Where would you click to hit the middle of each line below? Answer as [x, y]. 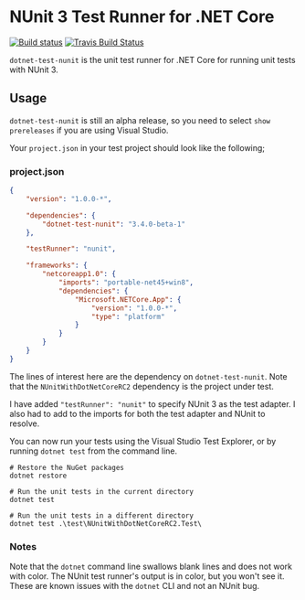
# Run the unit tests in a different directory [102, 515]
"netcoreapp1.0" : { [79, 274]
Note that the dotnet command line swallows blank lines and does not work [151, 567]
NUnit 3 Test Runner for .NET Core [142, 17]
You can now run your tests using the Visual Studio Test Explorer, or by [143, 441]
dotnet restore [38, 476]
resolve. [25, 423]
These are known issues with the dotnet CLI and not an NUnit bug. [135, 586]
